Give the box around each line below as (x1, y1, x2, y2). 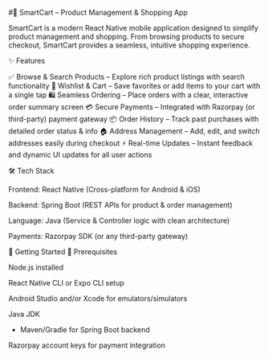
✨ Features (8, 56, 46, 65)
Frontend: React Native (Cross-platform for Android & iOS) (8, 185, 201, 194)
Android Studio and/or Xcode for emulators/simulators (8, 294, 188, 303)
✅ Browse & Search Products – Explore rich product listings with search (8, 72, 246, 81)
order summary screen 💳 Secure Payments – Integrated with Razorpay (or (8, 102, 255, 112)
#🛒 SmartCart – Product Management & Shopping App (8, 8, 189, 17)
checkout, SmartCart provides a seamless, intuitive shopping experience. (8, 40, 250, 50)
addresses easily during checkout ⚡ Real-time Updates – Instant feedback (8, 138, 254, 148)
